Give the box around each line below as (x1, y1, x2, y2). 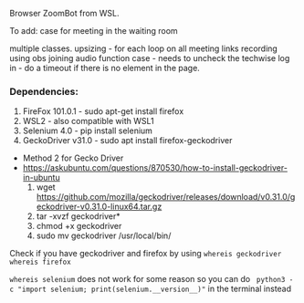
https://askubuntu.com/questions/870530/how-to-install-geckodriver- (22, 162, 288, 173)
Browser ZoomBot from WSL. (9, 8, 121, 18)
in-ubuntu (22, 172, 61, 183)
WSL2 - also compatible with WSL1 (22, 116, 154, 127)
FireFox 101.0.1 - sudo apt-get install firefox (22, 106, 184, 117)
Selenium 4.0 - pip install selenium (22, 125, 153, 136)
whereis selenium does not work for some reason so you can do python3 (9, 274, 286, 285)
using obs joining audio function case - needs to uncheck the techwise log (9, 53, 290, 63)
